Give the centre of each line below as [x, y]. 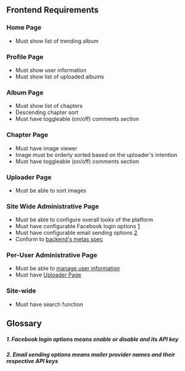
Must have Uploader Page [48, 275]
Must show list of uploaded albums [60, 77]
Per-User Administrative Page [52, 255]
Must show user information [51, 70]
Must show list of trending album [57, 41]
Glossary [24, 323]
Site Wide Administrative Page [53, 206]
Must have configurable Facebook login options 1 [77, 226]
